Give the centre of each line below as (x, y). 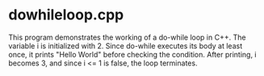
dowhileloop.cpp (66, 15)
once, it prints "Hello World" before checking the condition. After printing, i (132, 54)
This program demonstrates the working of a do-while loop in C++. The (127, 37)
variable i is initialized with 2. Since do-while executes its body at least (126, 45)
